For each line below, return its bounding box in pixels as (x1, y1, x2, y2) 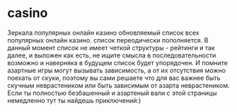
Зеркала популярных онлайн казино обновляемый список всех (7, 28, 200, 37)
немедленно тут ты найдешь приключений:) (7, 96, 141, 104)
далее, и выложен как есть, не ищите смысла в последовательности (7, 51, 216, 60)
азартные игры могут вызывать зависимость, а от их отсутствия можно (7, 66, 226, 74)
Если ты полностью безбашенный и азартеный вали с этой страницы (7, 89, 217, 97)
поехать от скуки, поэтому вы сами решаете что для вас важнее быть (7, 73, 221, 82)
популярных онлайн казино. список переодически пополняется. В (7, 35, 209, 44)
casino (7, 5, 48, 21)
